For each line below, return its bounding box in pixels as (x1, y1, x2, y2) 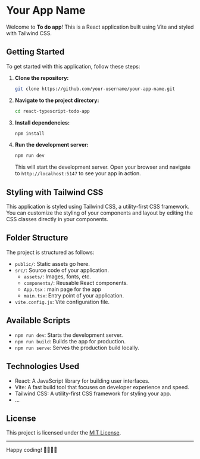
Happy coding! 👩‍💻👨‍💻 (6, 446, 58, 454)
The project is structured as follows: (6, 249, 95, 256)
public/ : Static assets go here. (14, 260, 90, 267)
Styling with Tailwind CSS (6, 187, 104, 197)
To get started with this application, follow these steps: (6, 63, 140, 70)
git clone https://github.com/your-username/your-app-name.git (14, 86, 176, 92)
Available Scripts (6, 315, 70, 325)
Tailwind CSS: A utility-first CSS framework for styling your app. (14, 390, 171, 397)
